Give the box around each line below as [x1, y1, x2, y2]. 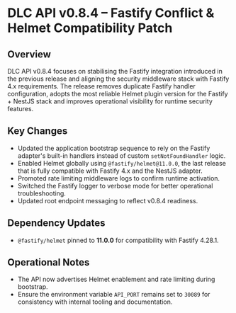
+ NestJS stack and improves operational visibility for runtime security [7, 97, 213, 106]
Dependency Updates [7, 217, 106, 229]
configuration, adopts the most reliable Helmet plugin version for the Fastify [7, 90, 228, 98]
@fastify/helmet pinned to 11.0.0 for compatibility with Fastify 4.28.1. [17, 236, 219, 244]
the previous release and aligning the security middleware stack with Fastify [7, 74, 230, 83]
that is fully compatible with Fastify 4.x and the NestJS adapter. [17, 166, 203, 175]
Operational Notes [7, 256, 90, 268]
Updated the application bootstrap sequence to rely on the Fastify [17, 144, 210, 152]
